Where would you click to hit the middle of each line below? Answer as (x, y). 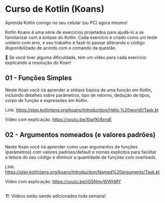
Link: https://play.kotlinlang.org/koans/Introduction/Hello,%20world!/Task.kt (82, 110)
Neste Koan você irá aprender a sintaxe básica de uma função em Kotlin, (79, 90)
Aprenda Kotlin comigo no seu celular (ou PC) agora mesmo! (66, 23)
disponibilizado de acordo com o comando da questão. (61, 48)
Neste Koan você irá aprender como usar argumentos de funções (71, 146)
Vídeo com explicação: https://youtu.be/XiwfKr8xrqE (58, 119)
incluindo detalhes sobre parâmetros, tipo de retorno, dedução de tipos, (78, 95)
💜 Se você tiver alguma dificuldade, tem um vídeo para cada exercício (76, 57)
